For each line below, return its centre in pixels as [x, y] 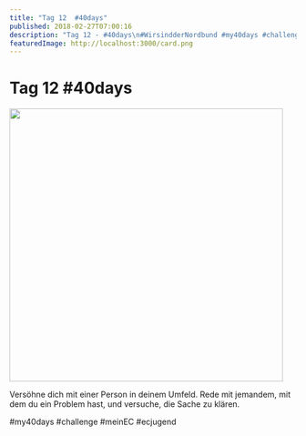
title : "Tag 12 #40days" [58, 18]
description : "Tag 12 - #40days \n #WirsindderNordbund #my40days [134, 35]
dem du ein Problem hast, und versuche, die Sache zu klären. [125, 404]
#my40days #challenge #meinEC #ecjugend [93, 422]
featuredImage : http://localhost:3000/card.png [102, 43]
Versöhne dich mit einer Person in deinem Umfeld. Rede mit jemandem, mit [150, 395]
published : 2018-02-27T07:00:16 [71, 26]
